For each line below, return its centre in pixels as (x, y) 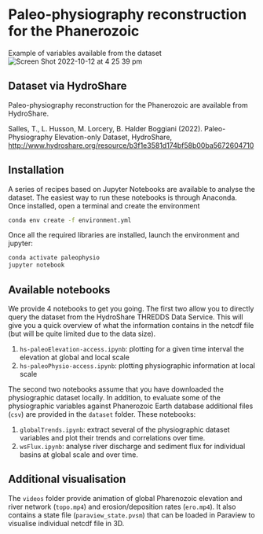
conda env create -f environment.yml (70, 220)
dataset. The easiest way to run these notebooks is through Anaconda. (123, 197)
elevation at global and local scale (74, 357)
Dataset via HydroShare (68, 86)
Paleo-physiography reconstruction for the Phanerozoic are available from (128, 105)
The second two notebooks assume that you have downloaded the (116, 389)
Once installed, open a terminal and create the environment (104, 205)
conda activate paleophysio (54, 258)
